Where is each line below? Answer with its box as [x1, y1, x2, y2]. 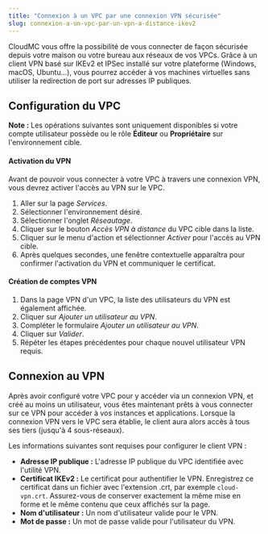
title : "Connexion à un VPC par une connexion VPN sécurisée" [8, 11, 221, 20]
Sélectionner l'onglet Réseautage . [19, 215, 133, 225]
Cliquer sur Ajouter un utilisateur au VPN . [19, 311, 157, 321]
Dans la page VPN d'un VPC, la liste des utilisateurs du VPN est [19, 294, 231, 304]
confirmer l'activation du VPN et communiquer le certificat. [19, 258, 216, 268]
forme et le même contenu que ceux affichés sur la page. [19, 499, 211, 509]
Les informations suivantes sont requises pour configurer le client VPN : [8, 440, 247, 450]
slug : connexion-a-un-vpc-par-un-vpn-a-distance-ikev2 [8, 19, 196, 27]
